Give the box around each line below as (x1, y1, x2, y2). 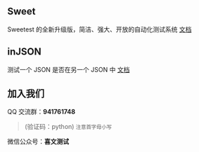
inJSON (7, 46, 41, 58)
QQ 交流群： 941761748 (7, 108, 76, 116)
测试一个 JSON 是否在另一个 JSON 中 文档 (7, 65, 130, 74)
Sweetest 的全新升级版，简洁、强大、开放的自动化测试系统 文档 (7, 25, 192, 34)
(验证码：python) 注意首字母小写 (24, 123, 113, 131)
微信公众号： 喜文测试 (7, 137, 69, 146)
